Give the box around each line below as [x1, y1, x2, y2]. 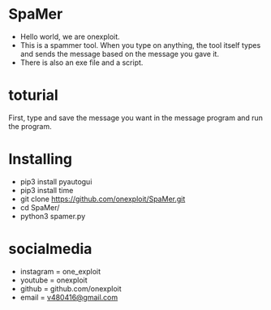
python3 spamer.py [19, 211, 86, 221]
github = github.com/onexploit [19, 283, 122, 293]
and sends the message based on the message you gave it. [19, 49, 219, 58]
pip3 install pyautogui [19, 176, 92, 187]
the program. [8, 121, 52, 131]
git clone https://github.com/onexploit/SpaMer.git [19, 194, 186, 204]
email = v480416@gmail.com [19, 292, 118, 302]
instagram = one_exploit [19, 266, 101, 276]
